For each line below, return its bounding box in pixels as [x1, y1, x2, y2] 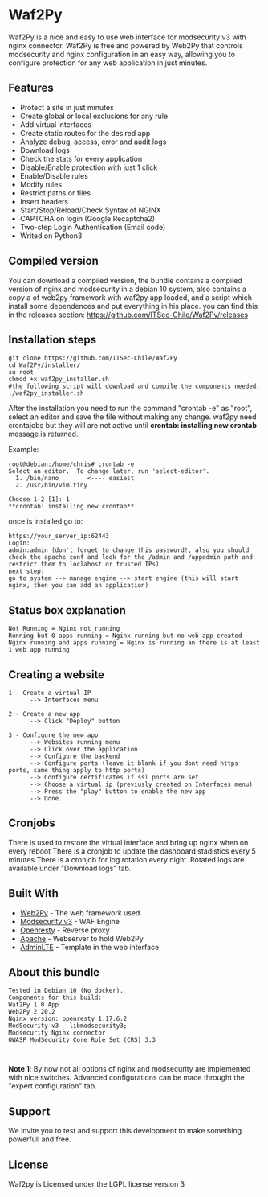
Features [8, 81, 54, 95]
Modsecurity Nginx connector [8, 1029, 106, 1037]
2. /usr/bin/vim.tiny [15, 481, 88, 490]
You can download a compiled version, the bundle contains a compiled [8, 275, 242, 285]
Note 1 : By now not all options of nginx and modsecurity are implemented [8, 1064, 251, 1074]
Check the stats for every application [19, 154, 143, 163]
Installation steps [8, 332, 97, 347]
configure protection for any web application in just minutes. [8, 58, 208, 68]
